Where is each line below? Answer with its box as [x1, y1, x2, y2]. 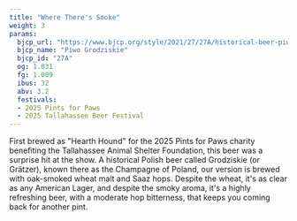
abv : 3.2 [17, 87, 49, 95]
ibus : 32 [17, 79, 49, 88]
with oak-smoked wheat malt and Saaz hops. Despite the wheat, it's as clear [9, 173, 287, 184]
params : [9, 29, 38, 38]
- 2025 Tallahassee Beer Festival [17, 111, 144, 120]
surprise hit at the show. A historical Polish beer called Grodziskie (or [9, 155, 261, 165]
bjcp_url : [17, 37, 53, 47]
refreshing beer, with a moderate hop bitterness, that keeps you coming [9, 192, 271, 203]
